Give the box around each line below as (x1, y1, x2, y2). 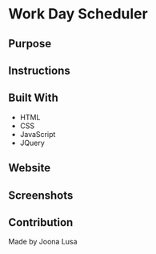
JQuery (19, 138, 46, 147)
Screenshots (8, 188, 74, 202)
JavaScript (19, 129, 56, 139)
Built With (8, 91, 58, 105)
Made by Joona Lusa (8, 237, 78, 247)
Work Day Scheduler (8, 5, 148, 23)
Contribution (8, 216, 74, 229)
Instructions (8, 63, 70, 77)
